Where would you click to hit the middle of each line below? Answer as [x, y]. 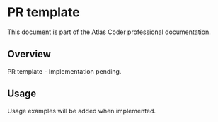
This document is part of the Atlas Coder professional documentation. [109, 32]
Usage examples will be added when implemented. [82, 111]
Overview [29, 54]
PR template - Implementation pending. [64, 71]
